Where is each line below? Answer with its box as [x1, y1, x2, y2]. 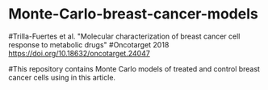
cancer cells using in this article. [8, 72, 115, 82]
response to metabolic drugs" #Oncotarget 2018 [8, 39, 170, 49]
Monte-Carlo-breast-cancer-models [8, 5, 258, 23]
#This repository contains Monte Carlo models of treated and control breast [8, 63, 261, 73]
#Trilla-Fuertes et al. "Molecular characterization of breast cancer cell [8, 31, 241, 41]
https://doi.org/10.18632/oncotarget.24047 [8, 48, 151, 58]
